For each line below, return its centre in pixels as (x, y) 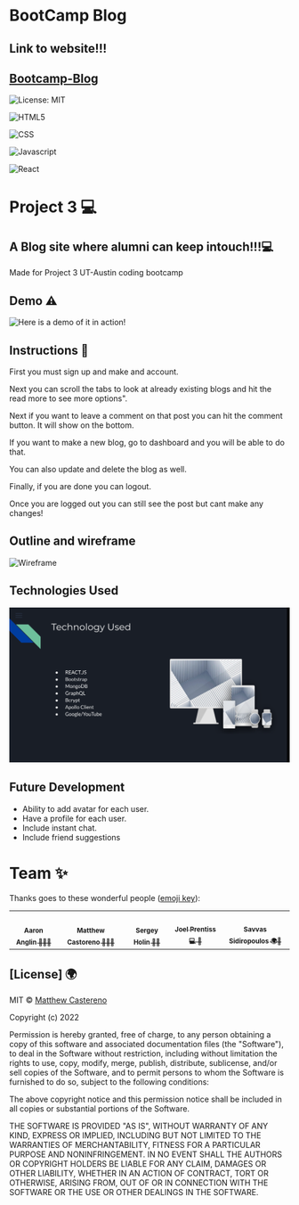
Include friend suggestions (71, 837)
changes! (26, 513)
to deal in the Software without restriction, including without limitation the (143, 1053)
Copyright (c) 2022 (44, 1018)
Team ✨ (39, 873)
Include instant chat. (60, 828)
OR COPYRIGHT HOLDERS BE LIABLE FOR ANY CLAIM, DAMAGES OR (138, 1164)
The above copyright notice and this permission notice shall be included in (145, 1099)
